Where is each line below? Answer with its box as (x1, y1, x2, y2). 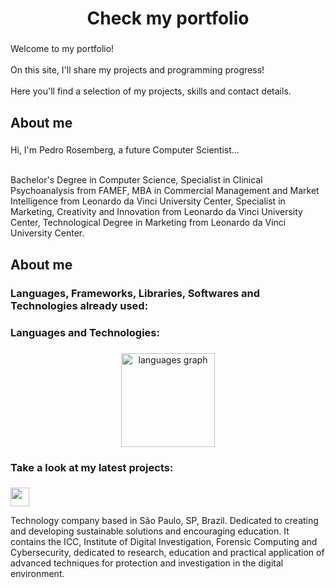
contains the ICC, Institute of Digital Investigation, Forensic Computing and (10, 536, 318, 548)
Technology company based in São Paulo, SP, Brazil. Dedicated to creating (10, 515, 319, 527)
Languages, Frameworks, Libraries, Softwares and (10, 286, 260, 300)
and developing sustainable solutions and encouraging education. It (10, 525, 290, 537)
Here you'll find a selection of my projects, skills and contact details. (10, 85, 292, 97)
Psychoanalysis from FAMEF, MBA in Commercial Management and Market (10, 185, 320, 197)
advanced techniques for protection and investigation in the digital (10, 557, 284, 569)
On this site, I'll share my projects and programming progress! (10, 64, 265, 76)
